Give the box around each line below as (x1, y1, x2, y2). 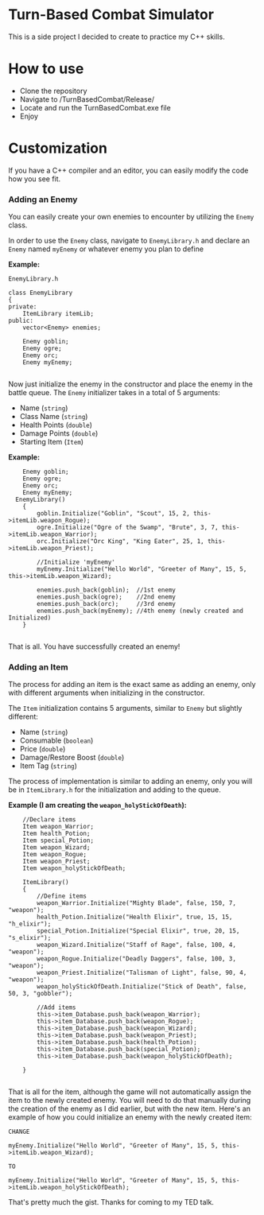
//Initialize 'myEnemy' (37, 558, 115, 566)
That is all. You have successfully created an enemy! (8, 642, 181, 651)
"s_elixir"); (8, 934, 52, 942)
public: (8, 316, 34, 325)
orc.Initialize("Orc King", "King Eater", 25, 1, (37, 538, 204, 545)
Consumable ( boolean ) (19, 736, 94, 745)
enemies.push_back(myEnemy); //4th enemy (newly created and (37, 607, 244, 615)
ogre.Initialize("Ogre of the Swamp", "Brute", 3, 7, (37, 523, 219, 532)
